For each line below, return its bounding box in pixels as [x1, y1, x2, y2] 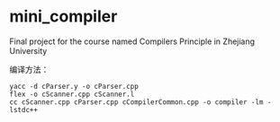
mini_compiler [9, 6, 118, 27]
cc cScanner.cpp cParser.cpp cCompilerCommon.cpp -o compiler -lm [9, 97, 264, 107]
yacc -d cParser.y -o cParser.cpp [9, 82, 140, 91]
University [9, 45, 48, 56]
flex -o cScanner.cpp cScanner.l [9, 90, 135, 99]
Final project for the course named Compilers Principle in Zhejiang [9, 36, 255, 47]
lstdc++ [9, 105, 39, 114]
